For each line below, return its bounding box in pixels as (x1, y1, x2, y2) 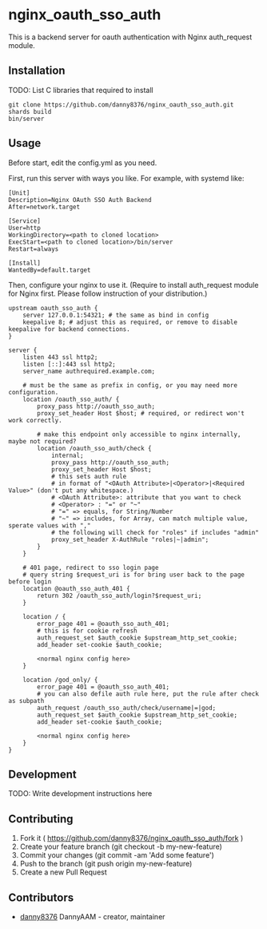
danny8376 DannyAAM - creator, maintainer (19, 912, 165, 921)
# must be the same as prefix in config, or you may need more (22, 381, 238, 390)
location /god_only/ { (22, 676, 98, 684)
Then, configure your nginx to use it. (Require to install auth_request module (8, 280, 259, 289)
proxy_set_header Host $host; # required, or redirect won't (37, 409, 245, 418)
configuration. (8, 388, 59, 396)
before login (8, 577, 52, 586)
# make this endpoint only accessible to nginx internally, (37, 430, 241, 438)
